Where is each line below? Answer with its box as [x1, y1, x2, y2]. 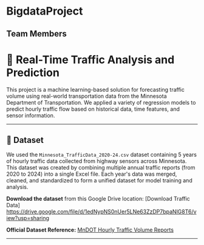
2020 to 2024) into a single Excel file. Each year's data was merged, [6, 170, 177, 178]
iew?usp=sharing [6, 215, 50, 222]
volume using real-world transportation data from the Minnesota [6, 92, 167, 100]
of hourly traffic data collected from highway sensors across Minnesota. [6, 157, 187, 165]
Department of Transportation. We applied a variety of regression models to [6, 98, 196, 106]
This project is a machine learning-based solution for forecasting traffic [6, 86, 185, 93]
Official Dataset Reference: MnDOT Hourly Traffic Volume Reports [6, 226, 174, 233]
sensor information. [6, 111, 55, 119]
